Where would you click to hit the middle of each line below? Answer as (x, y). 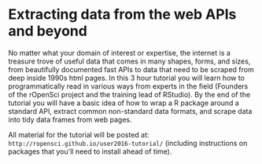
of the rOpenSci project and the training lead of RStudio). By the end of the (129, 94)
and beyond (48, 31)
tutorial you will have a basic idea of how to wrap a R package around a (124, 103)
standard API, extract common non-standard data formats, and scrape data (130, 111)
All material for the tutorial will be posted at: (79, 134)
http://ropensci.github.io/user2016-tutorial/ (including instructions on (128, 143)
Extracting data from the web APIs (122, 15)
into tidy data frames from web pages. (70, 119)
